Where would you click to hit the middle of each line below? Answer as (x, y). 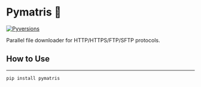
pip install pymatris (33, 78)
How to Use (28, 59)
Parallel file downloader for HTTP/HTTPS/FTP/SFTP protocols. (83, 40)
